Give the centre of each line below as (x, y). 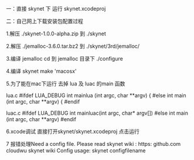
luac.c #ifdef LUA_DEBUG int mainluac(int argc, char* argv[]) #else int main (97, 113)
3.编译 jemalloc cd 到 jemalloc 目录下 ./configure (64, 59)
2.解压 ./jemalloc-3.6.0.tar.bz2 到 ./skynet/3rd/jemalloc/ (73, 46)
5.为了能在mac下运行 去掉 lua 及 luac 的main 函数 (66, 84)
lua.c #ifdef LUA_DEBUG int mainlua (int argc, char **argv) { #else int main (96, 95)
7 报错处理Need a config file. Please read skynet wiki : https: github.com (93, 144)
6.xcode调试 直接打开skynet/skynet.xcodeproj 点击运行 (73, 131)
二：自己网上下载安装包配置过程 (45, 21)
